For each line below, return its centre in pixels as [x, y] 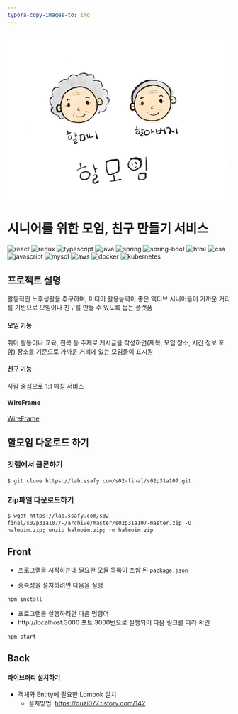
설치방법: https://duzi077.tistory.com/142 [87, 703]
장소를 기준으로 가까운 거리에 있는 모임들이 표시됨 [85, 351]
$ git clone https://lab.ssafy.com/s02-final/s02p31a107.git [100, 481]
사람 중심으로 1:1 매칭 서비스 [46, 386]
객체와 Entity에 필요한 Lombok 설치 [67, 694]
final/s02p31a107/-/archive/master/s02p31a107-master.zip [95, 523]
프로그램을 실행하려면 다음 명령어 [63, 613]
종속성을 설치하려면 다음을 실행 [60, 585]
